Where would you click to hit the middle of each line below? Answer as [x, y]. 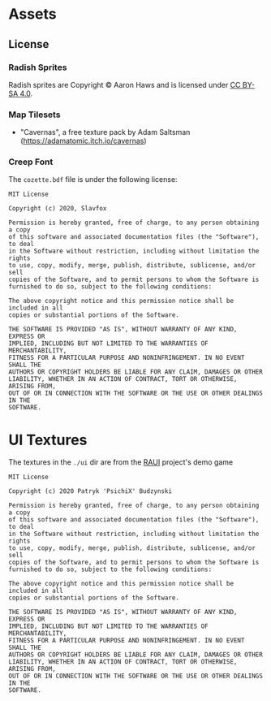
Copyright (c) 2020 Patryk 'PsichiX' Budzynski [90, 491]
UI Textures [48, 440]
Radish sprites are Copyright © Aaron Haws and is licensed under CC [125, 84]
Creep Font [31, 162]
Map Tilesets [34, 115]
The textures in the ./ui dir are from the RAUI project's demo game [121, 462]
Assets [32, 14]
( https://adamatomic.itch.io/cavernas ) [84, 141]
